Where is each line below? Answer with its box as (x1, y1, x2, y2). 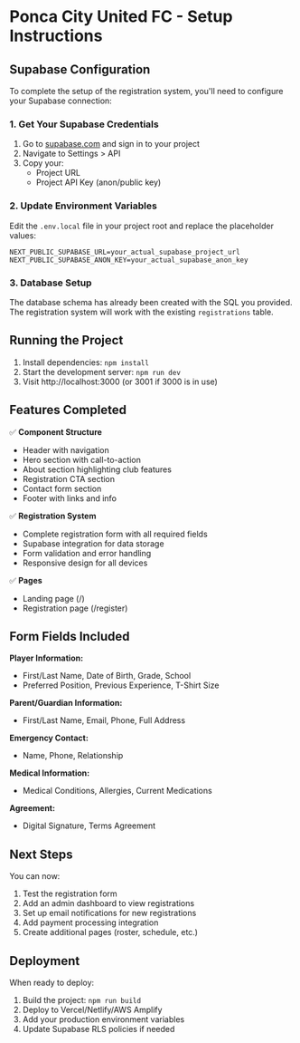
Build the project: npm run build (22, 994, 142, 1005)
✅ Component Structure (9, 426, 102, 437)
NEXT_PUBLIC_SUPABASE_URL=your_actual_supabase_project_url (9, 247, 241, 256)
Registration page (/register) (22, 603, 128, 613)
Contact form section (22, 483, 102, 494)
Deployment (9, 953, 80, 969)
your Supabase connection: (9, 95, 113, 106)
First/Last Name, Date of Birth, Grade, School (22, 671, 192, 681)
